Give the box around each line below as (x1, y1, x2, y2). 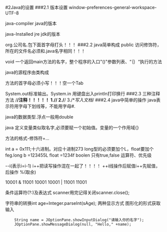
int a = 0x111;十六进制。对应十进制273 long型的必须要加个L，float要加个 (5, 146, 154, 152)
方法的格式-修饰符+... (5, 135, 49, 141)
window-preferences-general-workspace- (68, 5, 157, 10)
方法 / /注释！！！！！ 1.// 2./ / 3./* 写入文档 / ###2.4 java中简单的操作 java (5, 97, 156, 103)
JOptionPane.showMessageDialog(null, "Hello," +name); (14, 222, 132, 227)
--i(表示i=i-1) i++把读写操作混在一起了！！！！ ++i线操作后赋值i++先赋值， (5, 163, 160, 169)
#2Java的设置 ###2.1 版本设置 (5, 5, 68, 10)
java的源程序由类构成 (5, 69, 49, 75)
